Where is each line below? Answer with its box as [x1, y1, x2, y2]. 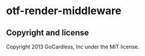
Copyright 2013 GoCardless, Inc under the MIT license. [6, 43, 140, 50]
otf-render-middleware [6, 4, 122, 18]
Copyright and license [6, 28, 90, 38]
